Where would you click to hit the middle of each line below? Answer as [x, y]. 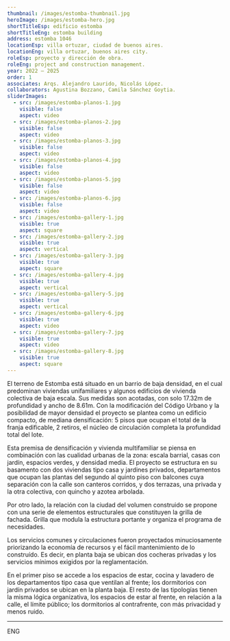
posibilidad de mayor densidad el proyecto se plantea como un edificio [107, 413]
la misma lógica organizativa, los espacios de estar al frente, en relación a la [115, 596]
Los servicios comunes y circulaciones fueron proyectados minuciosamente [115, 540]
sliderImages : [27, 97]
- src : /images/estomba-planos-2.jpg [67, 122]
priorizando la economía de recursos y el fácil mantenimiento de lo [101, 547]
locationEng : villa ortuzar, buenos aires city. [78, 52]
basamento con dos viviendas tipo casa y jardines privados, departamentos [114, 470]
